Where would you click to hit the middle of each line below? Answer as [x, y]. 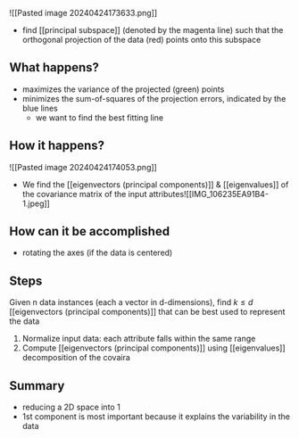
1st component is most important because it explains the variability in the [156, 417]
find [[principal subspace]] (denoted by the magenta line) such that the [153, 30]
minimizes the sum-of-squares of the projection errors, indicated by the [154, 98]
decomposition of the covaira [76, 358]
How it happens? [57, 146]
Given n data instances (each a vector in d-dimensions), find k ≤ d [131, 302]
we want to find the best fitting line [99, 117]
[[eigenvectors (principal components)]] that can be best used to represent [147, 312]
